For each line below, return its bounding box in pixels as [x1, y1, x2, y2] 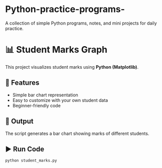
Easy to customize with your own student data [12, 97, 108, 103]
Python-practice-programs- [5, 4, 125, 15]
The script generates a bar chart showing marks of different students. [5, 130, 149, 136]
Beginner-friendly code [12, 102, 61, 108]
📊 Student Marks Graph [5, 44, 108, 56]
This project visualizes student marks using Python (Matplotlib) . [5, 64, 139, 70]
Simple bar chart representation [12, 92, 79, 98]
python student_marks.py [5, 158, 57, 163]
